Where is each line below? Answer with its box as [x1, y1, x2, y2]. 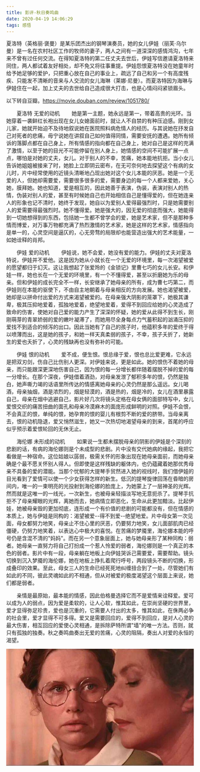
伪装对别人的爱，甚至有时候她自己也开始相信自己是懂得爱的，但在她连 [16, 192, 189, 199]
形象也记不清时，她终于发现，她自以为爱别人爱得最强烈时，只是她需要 [16, 199, 189, 207]
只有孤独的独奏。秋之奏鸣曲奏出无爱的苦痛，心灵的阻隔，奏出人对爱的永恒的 [6, 629, 194, 636]
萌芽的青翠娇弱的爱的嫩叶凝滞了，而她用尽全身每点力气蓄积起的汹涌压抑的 [11, 316, 194, 323]
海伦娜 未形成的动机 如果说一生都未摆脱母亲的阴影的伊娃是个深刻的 [16, 438, 192, 445]
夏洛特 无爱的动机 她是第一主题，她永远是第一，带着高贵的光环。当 [16, 110, 192, 117]
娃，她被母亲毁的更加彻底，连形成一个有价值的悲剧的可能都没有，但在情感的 [6, 505, 194, 512]
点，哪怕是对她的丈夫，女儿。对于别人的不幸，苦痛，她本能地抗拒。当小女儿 [6, 155, 194, 162]
